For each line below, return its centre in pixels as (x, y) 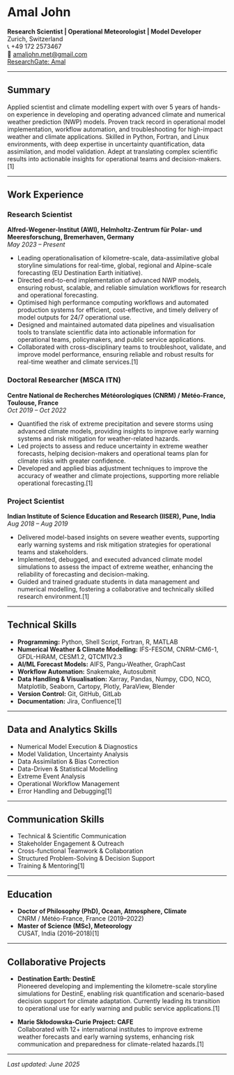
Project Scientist (36, 501)
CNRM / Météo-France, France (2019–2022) (80, 919)
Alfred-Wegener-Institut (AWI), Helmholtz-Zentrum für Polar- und (104, 230)
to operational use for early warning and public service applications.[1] (118, 1009)
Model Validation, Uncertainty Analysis (73, 754)
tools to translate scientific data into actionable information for (107, 332)
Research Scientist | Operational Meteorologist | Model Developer (104, 31)
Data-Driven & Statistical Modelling (68, 769)
